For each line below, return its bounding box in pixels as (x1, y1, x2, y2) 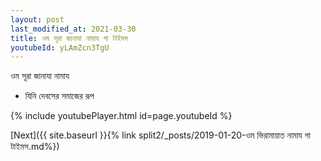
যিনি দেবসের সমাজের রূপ (24, 90, 95, 102)
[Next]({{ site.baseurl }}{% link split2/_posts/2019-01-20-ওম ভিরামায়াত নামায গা (10, 129, 311, 141)
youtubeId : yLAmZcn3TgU (10, 42, 110, 53)
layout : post (10, 14, 65, 25)
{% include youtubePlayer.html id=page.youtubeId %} (10, 110, 233, 122)
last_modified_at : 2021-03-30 (10, 24, 137, 34)
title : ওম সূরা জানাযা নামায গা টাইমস (10, 33, 129, 43)
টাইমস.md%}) (10, 141, 60, 153)
